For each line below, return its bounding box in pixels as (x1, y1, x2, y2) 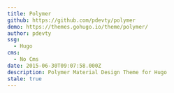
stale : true (7, 75, 42, 83)
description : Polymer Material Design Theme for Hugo (7, 69, 168, 76)
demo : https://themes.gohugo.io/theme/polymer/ (7, 23, 149, 30)
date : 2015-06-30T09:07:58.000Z (7, 62, 101, 69)
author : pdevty (7, 29, 52, 37)
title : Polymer (7, 10, 52, 17)
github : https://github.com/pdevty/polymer (7, 17, 136, 24)
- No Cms (13, 56, 39, 63)
